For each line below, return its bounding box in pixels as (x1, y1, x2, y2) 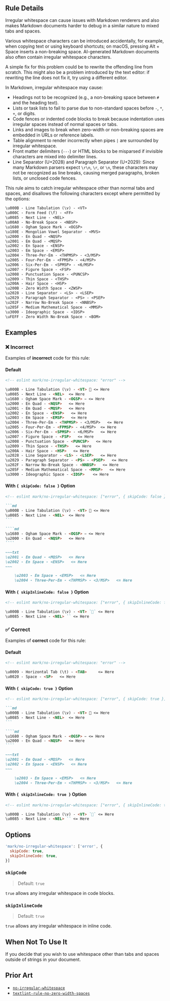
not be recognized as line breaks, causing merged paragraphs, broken (12, 170, 159, 176)
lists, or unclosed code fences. (12, 175, 77, 181)
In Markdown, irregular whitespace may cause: (5, 85, 103, 91)
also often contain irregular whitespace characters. (5, 54, 112, 60)
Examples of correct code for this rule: (5, 638, 86, 644)
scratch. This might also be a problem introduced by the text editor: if (5, 70, 150, 76)
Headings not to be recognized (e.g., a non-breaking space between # (12, 94, 159, 100)
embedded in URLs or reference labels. (12, 132, 95, 138)
